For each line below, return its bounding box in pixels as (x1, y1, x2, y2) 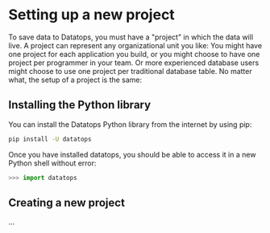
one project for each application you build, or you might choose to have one (8, 49, 260, 59)
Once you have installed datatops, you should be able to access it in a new (8, 149, 256, 159)
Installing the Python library (8, 98, 152, 112)
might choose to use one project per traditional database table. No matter (8, 66, 252, 76)
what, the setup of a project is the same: (8, 75, 143, 84)
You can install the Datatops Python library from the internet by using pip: (8, 119, 252, 129)
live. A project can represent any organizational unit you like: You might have (8, 40, 263, 50)
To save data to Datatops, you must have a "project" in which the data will (8, 32, 254, 42)
